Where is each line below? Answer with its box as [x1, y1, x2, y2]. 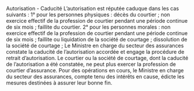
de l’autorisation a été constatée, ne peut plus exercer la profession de [6, 61, 176, 68]
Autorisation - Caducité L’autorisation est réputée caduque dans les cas [6, 5, 179, 12]
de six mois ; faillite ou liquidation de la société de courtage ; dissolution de [6, 36, 188, 43]
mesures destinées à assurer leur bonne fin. [6, 79, 113, 86]
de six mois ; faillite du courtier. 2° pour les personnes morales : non [6, 23, 171, 30]
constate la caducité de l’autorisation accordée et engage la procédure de [6, 48, 185, 55]
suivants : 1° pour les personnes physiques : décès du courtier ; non [6, 11, 171, 18]
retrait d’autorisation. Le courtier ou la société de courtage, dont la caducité [6, 55, 189, 61]
